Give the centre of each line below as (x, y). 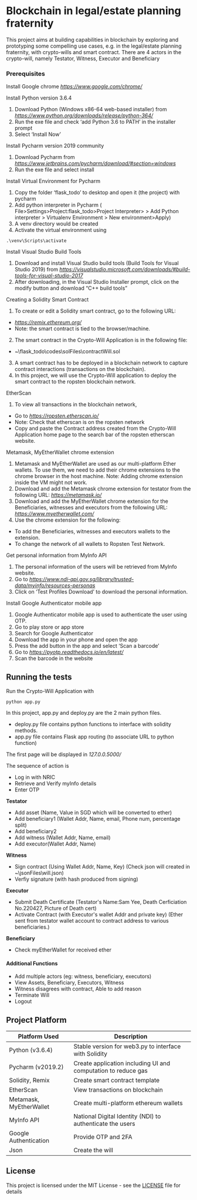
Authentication (29, 1141)
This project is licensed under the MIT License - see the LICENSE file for (93, 1185)
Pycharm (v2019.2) (36, 1067)
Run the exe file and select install (55, 170)
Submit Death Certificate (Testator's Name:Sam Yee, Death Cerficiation (101, 902)
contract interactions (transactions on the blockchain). (80, 369)
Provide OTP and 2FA (103, 1137)
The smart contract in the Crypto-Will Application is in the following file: (101, 340)
